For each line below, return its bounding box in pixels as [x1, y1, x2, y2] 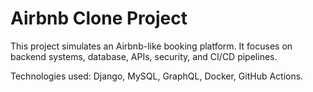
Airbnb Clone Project [10, 7, 188, 30]
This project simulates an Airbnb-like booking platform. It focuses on [10, 40, 293, 52]
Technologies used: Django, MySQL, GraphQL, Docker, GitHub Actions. [10, 70, 304, 82]
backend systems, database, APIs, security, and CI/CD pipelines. [10, 50, 278, 62]
